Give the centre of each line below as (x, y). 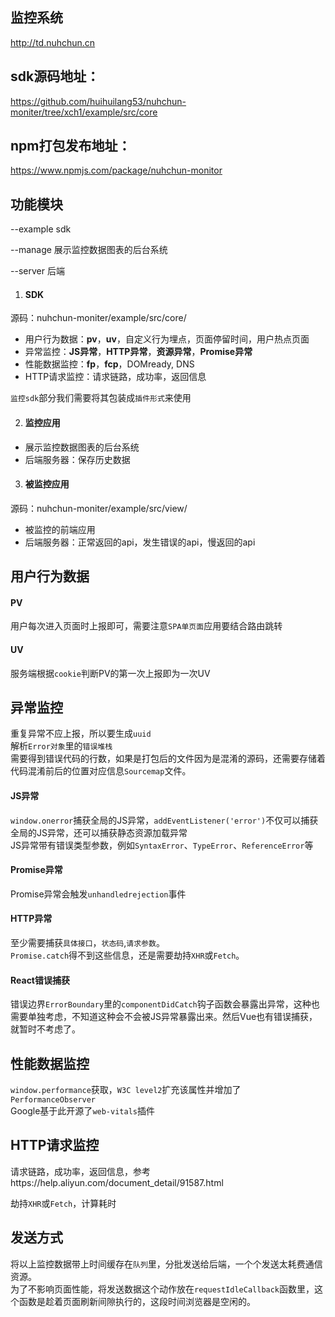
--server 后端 (37, 271)
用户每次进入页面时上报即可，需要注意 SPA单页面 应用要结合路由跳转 (146, 626)
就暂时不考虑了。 (45, 1029)
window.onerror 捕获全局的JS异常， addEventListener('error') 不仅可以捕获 (164, 820)
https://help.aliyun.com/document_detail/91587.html (117, 1182)
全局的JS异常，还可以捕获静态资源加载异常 (99, 832)
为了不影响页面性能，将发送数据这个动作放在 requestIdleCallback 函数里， (162, 1289)
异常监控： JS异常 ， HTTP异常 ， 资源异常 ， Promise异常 (138, 352)
